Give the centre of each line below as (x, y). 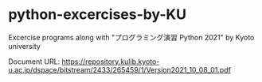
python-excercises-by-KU (98, 15)
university (25, 46)
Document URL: (34, 61)
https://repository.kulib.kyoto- (111, 61)
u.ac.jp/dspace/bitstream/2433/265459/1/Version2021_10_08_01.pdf (119, 69)
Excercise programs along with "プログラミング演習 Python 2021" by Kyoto (131, 37)
